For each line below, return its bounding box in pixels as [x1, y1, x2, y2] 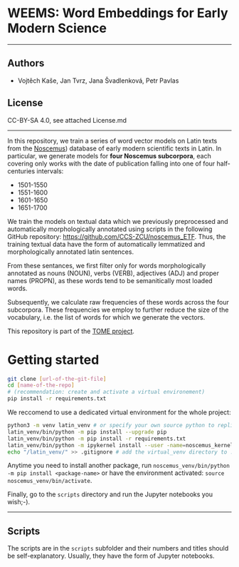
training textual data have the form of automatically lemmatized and [7, 240, 206, 248]
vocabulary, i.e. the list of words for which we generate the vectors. [7, 312, 206, 322]
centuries [7, 166, 36, 175]
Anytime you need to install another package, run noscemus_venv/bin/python [7, 461, 230, 470]
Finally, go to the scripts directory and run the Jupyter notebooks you [7, 490, 213, 499]
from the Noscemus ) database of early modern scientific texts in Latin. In [7, 144, 222, 153]
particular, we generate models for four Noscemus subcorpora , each [7, 151, 211, 160]
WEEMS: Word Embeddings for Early [7, 5, 229, 21]
